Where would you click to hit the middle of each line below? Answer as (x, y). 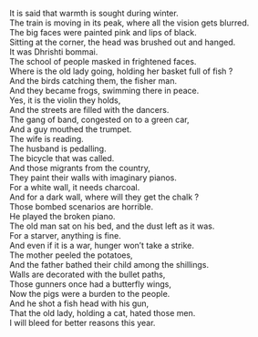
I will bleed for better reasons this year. (83, 323)
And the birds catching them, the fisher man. (93, 81)
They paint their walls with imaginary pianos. (93, 178)
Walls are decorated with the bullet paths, (88, 274)
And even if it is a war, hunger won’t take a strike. (102, 245)
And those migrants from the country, (80, 168)
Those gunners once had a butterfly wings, (90, 284)
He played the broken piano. (62, 216)
